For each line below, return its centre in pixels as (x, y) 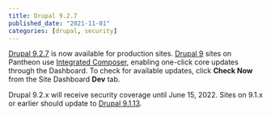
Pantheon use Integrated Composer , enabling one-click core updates (123, 62)
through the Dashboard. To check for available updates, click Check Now (131, 71)
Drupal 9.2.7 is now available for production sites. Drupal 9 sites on (120, 54)
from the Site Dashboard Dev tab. (64, 79)
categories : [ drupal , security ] (63, 31)
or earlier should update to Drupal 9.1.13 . (75, 104)
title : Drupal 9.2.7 (43, 16)
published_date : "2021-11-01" (59, 23)
